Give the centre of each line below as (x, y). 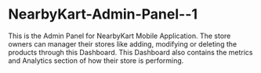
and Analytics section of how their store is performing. (96, 61)
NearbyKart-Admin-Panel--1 (103, 14)
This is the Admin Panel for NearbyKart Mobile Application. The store (120, 36)
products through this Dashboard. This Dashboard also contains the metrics (130, 52)
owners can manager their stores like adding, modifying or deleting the (123, 43)
